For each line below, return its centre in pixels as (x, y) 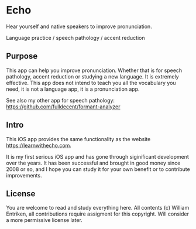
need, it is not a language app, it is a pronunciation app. (73, 89)
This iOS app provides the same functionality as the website (78, 139)
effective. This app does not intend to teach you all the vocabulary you (91, 83)
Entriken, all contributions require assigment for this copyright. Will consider (97, 214)
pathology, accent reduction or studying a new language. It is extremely (93, 76)
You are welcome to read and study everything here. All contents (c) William (98, 208)
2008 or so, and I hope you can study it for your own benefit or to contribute (98, 169)
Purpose (22, 56)
